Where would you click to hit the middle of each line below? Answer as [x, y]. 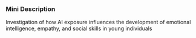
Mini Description [31, 9]
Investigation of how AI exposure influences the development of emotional [98, 22]
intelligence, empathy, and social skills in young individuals [79, 28]
